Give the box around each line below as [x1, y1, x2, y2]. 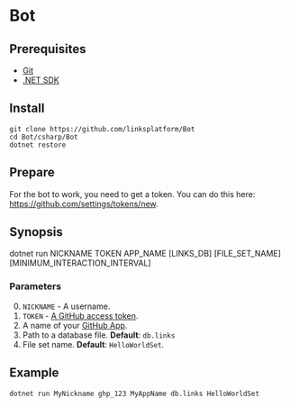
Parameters [9, 280, 61, 293]
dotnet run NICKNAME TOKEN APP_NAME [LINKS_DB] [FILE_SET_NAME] [9, 249, 282, 259]
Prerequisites [9, 41, 86, 57]
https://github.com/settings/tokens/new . [9, 198, 159, 209]
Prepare [9, 165, 56, 180]
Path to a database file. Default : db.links [22, 330, 176, 340]
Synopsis [9, 224, 63, 240]
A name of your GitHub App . [22, 320, 128, 330]
